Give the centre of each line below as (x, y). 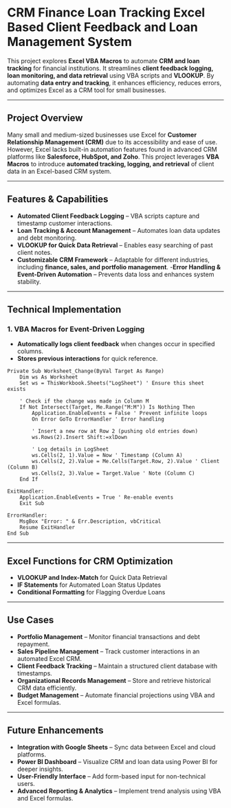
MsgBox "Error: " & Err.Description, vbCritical (90, 521)
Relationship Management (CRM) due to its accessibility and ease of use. (112, 142)
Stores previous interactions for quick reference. (87, 359)
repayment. (33, 644)
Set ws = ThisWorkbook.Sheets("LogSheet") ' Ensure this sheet (112, 383)
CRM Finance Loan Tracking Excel (106, 13)
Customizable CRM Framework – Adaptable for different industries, (113, 260)
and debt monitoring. (47, 238)
